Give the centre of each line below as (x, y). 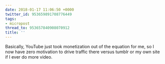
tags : (11, 19)
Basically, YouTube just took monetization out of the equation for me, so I (80, 47)
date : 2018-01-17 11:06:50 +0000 (40, 10)
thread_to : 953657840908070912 (37, 28)
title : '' (15, 32)
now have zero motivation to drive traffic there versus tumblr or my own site (82, 52)
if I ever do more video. (29, 57)
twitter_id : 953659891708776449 (38, 14)
